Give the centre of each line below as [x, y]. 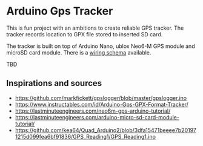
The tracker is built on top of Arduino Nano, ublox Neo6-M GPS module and [101, 46]
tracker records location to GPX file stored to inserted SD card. [85, 34]
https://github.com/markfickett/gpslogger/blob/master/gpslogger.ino [101, 98]
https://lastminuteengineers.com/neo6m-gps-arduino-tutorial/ [93, 111]
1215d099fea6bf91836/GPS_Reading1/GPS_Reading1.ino [85, 136]
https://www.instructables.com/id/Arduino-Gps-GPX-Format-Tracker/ [102, 104]
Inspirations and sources [54, 83]
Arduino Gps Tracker [60, 11]
